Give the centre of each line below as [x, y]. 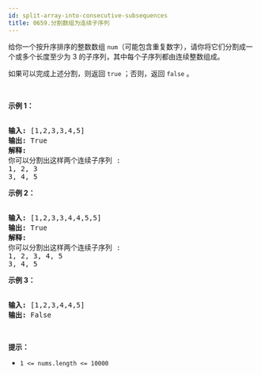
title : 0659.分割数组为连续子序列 [59, 23]
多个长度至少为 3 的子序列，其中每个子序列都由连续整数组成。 [123, 56]
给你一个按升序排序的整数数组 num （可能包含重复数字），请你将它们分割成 [127, 46]
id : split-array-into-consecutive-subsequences [88, 15]
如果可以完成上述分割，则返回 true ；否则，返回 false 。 [101, 73]
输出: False [30, 315]
